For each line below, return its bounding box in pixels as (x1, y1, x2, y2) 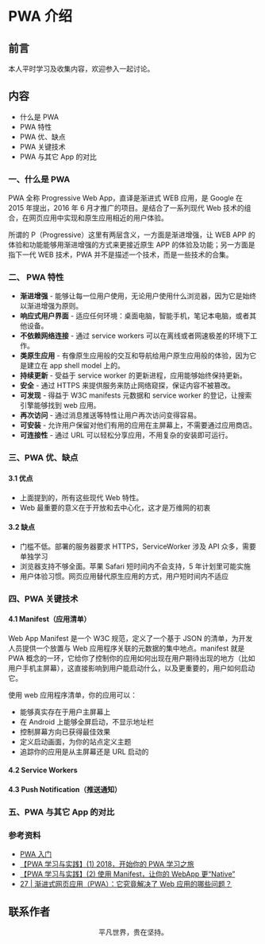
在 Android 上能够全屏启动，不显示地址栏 (19, 717, 155, 726)
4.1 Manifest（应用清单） (8, 614, 91, 624)
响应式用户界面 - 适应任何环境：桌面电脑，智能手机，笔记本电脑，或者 (19, 311, 250, 320)
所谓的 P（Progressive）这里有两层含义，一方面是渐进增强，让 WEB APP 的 (8, 230, 255, 239)
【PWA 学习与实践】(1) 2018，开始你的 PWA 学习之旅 (19, 860, 194, 869)
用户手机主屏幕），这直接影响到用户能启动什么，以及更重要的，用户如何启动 (8, 663, 255, 673)
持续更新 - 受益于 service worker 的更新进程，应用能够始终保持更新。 (19, 371, 248, 380)
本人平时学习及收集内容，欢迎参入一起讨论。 (8, 64, 155, 73)
